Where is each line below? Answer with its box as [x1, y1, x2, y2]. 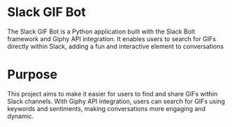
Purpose [7, 67, 58, 82]
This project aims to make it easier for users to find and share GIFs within [7, 89, 218, 98]
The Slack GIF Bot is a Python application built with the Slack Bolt [7, 27, 196, 36]
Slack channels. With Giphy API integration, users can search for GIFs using [7, 97, 226, 105]
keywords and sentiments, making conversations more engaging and [7, 104, 206, 112]
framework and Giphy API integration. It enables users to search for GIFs [7, 34, 217, 43]
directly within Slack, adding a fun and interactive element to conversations [7, 42, 224, 50]
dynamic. [7, 112, 34, 120]
